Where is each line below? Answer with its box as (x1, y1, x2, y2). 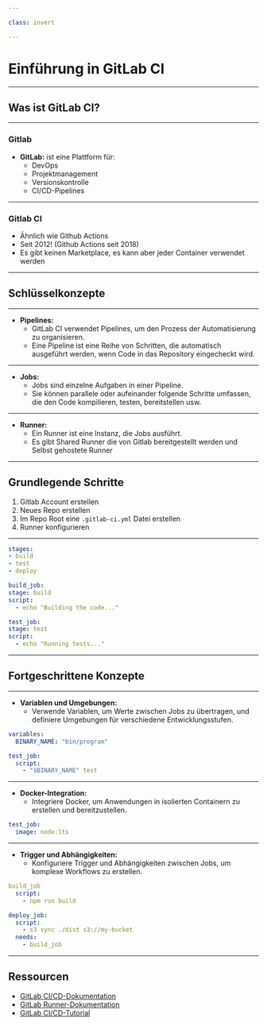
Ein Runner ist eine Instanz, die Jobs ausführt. (31, 428, 183, 437)
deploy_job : (8, 911, 48, 919)
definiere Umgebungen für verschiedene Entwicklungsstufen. (31, 715, 234, 724)
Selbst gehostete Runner (31, 445, 113, 455)
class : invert (8, 18, 56, 26)
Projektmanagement (31, 168, 99, 179)
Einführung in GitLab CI (8, 60, 165, 78)
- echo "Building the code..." (15, 603, 119, 611)
